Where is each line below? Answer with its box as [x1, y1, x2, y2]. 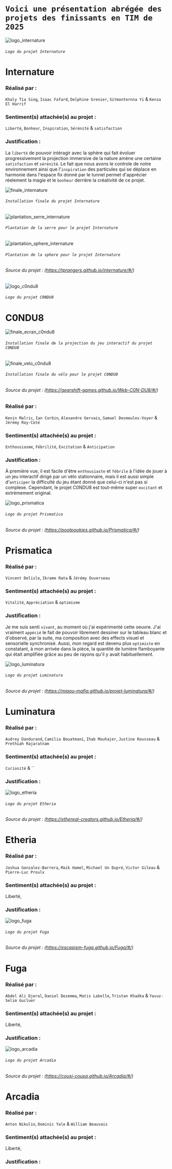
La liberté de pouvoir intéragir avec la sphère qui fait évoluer [5, 150, 136, 156]
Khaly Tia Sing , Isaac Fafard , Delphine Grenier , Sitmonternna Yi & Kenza [5, 96, 161, 102]
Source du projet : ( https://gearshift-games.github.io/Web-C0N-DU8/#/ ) [5, 387, 159, 393]
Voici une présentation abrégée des [5, 4, 162, 14]
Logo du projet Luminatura [5, 673, 63, 678]
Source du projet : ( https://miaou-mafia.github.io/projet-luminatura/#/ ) [5, 688, 155, 694]
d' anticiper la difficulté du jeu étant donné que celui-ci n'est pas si [5, 479, 148, 485]
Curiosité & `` [5, 765, 35, 771]
